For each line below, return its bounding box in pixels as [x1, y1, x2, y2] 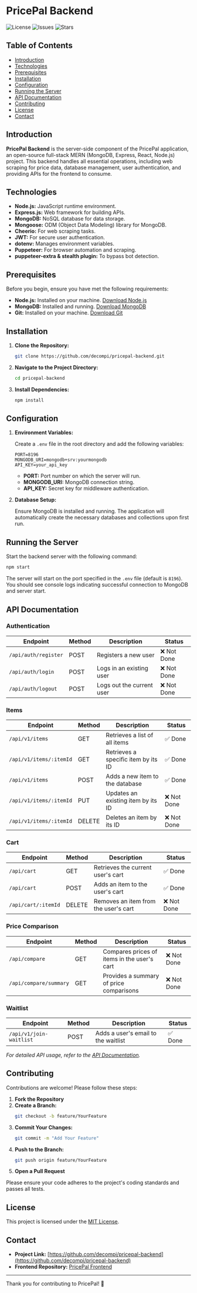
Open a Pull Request [14, 1168, 66, 1175]
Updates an [106, 789, 138, 797]
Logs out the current [96, 681, 154, 689]
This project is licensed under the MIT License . [6, 1218, 120, 1225]
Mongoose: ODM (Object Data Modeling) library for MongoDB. [14, 222, 167, 229]
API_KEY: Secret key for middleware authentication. [23, 485, 150, 492]
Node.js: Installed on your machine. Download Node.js [14, 297, 147, 304]
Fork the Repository [14, 1095, 64, 1102]
